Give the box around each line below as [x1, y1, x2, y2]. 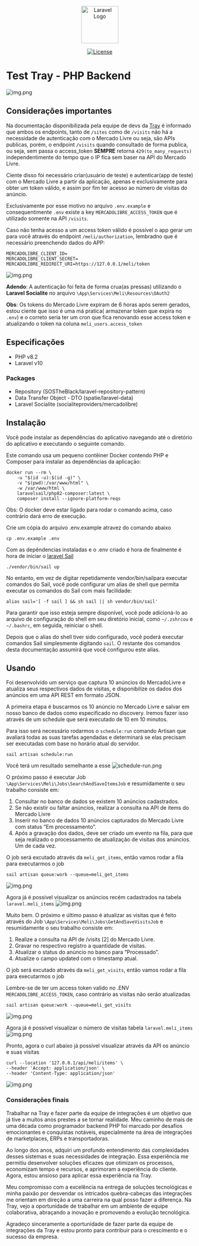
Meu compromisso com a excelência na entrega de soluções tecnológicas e [6, 1183, 192, 1191]
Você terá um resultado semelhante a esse [6, 762, 111, 769]
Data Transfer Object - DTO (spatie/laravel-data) [14, 394, 134, 401]
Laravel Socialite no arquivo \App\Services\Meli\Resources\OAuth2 [6, 289, 170, 297]
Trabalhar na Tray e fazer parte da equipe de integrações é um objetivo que [6, 1109, 192, 1117]
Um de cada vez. [14, 842, 56, 850]
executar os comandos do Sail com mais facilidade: [6, 587, 132, 594]
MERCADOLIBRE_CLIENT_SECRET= [6, 255, 78, 262]
